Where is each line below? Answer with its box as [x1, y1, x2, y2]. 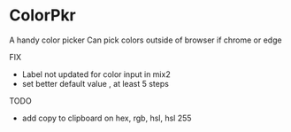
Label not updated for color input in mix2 [21, 68, 171, 80]
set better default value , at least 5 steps [21, 78, 170, 89]
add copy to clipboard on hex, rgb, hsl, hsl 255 [21, 113, 192, 123]
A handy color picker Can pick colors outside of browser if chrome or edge [9, 35, 282, 45]
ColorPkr [9, 5, 77, 26]
